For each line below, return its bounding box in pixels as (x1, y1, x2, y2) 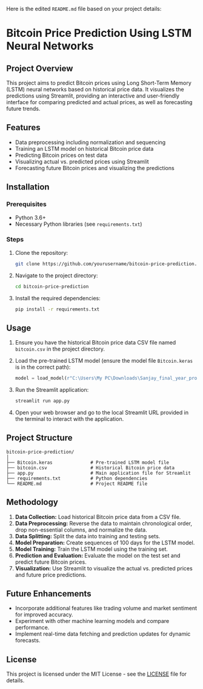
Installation (6, 182, 50, 193)
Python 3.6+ (15, 214, 47, 221)
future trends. (6, 105, 41, 112)
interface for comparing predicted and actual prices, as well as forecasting (6, 99, 193, 105)
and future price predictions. (15, 571, 87, 578)
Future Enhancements (6, 588, 92, 599)
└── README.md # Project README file (6, 481, 148, 487)
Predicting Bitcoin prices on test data (15, 151, 108, 159)
